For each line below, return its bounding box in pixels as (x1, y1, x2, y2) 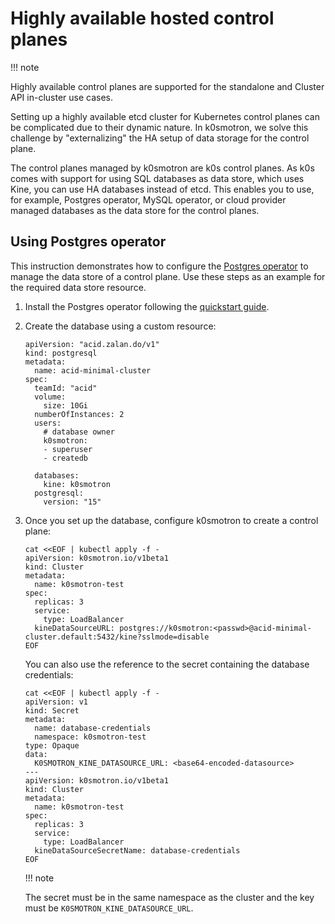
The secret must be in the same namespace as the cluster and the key (24, 891, 315, 903)
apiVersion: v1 (24, 697, 89, 707)
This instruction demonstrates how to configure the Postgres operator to (10, 260, 309, 272)
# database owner (43, 427, 115, 437)
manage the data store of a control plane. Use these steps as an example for (10, 270, 326, 282)
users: (34, 418, 62, 428)
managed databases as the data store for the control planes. (10, 204, 260, 216)
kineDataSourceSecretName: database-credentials (34, 845, 241, 856)
